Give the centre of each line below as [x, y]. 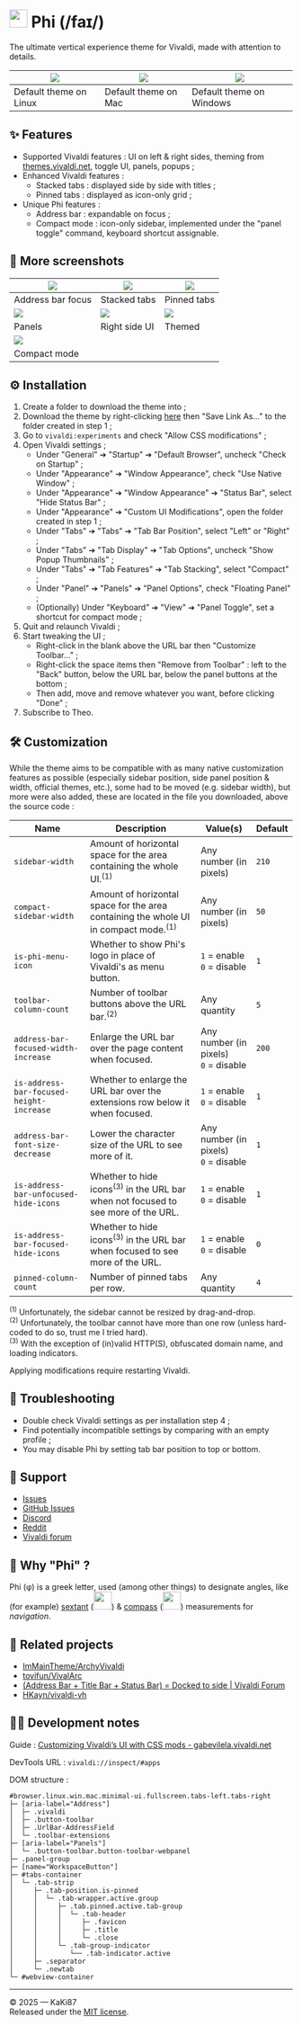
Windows [212, 103]
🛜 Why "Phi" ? [50, 1565]
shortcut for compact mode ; [89, 617]
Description [141, 829]
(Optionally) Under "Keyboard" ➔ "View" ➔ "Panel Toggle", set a [155, 608]
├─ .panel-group [40, 1859]
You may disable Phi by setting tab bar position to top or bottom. [141, 1449]
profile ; [37, 1440]
